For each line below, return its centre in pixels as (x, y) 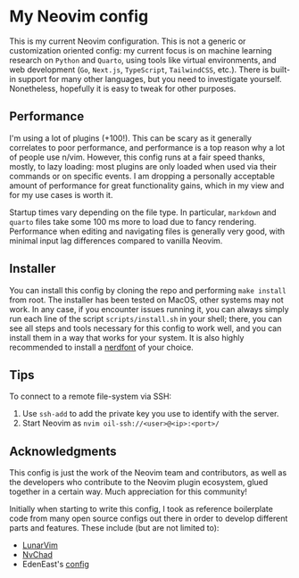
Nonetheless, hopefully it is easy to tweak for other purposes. (123, 88)
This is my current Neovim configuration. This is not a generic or (128, 41)
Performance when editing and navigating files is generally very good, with (147, 231)
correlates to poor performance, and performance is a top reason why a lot (147, 147)
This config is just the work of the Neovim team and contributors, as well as (148, 473)
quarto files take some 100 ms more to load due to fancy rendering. (133, 221)
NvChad (37, 555)
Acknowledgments (63, 451)
